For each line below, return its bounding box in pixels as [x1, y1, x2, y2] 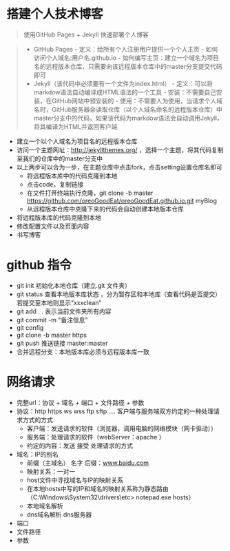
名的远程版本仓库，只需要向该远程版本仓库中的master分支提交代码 [33, 62, 222, 70]
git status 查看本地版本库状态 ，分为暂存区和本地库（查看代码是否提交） [16, 290, 222, 298]
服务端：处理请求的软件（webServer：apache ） [26, 433, 166, 441]
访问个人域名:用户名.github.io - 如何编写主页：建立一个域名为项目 [33, 53, 220, 62]
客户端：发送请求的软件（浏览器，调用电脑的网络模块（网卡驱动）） [26, 424, 218, 433]
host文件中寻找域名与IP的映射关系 [26, 476, 123, 484]
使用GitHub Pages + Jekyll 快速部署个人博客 [23, 30, 149, 39]
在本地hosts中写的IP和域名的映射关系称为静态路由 [26, 484, 169, 492]
